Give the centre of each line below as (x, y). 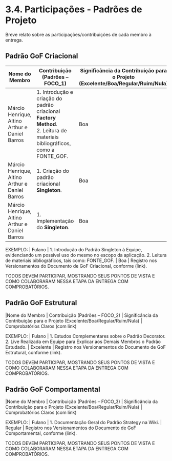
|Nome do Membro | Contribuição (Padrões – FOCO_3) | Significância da (82, 402)
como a (46, 150)
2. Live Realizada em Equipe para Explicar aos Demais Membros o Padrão (83, 342)
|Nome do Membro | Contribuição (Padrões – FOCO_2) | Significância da (82, 315)
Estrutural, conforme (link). (34, 352)
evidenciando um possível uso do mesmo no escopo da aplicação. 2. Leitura (86, 255)
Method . (47, 124)
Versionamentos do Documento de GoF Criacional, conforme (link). (76, 266)
